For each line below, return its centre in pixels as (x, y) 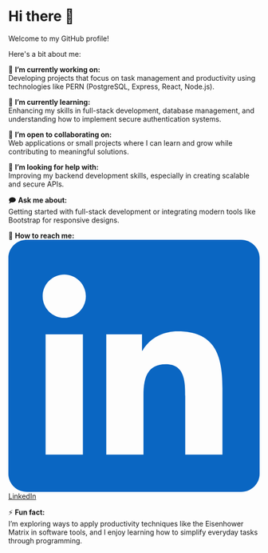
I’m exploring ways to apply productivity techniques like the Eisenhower (126, 523)
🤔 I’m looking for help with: (53, 166)
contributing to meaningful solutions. (69, 151)
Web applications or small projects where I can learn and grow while (120, 142)
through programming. (45, 540)
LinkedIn (22, 496)
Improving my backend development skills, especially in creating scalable (129, 175)
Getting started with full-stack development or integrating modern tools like (132, 211)
